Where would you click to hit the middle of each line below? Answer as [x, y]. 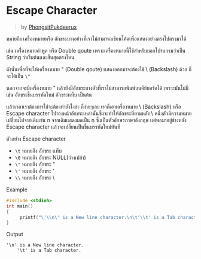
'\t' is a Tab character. [49, 251]
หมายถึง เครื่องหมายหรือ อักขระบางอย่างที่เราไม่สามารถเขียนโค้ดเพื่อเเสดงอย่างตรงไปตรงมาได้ [96, 38]
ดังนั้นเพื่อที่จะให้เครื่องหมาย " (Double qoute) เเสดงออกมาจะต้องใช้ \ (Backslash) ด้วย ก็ [99, 69]
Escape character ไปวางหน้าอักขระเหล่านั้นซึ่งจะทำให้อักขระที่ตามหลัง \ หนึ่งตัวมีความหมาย [99, 113]
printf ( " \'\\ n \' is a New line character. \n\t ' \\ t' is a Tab [97, 217]
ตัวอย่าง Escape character [36, 139]
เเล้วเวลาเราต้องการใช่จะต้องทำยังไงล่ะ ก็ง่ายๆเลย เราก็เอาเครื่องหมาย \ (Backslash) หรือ [94, 106]
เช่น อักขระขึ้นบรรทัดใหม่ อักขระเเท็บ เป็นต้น [49, 95]
